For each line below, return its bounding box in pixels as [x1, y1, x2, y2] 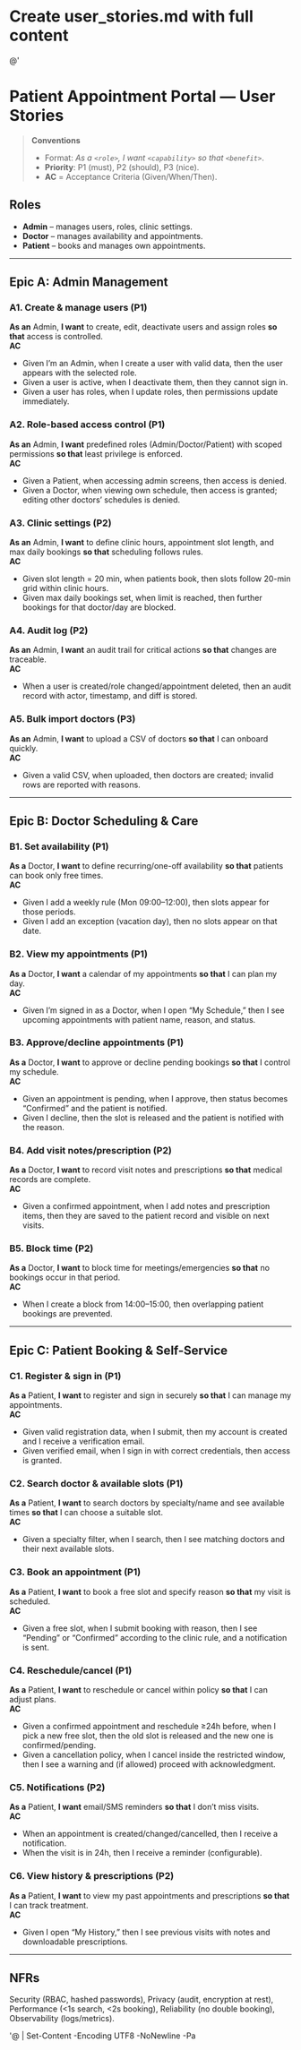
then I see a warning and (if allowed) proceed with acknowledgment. [21, 1759, 276, 1770]
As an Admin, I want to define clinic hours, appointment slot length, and [9, 536, 275, 547]
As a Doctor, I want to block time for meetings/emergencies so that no [9, 1263, 271, 1274]
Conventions [30, 134, 81, 145]
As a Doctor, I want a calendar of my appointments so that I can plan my [9, 968, 278, 979]
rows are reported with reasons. [21, 779, 141, 790]
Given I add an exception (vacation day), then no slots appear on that [21, 916, 278, 927]
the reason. [21, 1121, 65, 1132]
